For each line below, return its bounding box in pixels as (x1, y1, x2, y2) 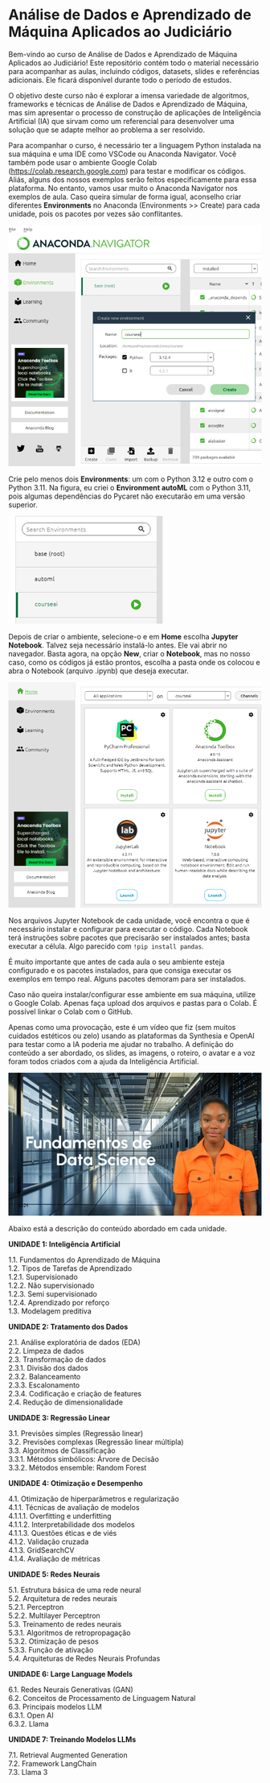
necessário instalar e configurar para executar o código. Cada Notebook (8, 925, 248, 934)
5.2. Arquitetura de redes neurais (8, 1593, 118, 1603)
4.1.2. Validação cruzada (8, 1537, 89, 1546)
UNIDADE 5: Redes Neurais (8, 1569, 100, 1579)
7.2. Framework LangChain (8, 1758, 97, 1769)
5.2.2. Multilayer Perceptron (8, 1611, 100, 1620)
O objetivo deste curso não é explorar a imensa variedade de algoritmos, (8, 90, 249, 100)
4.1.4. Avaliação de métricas (8, 1553, 100, 1563)
